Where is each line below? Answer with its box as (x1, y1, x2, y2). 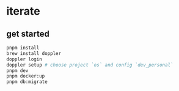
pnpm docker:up (6, 73, 45, 79)
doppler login (6, 56, 43, 62)
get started (6, 29, 50, 39)
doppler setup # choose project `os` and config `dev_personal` (6, 62, 174, 68)
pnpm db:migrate (6, 79, 48, 85)
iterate (6, 4, 41, 18)
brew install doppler (6, 50, 62, 56)
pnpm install (6, 45, 40, 51)
